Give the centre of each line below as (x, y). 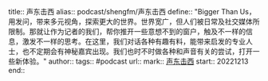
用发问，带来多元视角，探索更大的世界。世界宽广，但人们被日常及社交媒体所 (134, 21)
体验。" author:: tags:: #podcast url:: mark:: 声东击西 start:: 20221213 (135, 61)
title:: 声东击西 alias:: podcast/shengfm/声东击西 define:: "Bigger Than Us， (132, 12)
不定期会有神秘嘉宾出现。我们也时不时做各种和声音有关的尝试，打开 (141, 51)
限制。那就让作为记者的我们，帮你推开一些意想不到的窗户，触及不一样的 (127, 31)
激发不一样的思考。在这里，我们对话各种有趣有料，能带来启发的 (127, 41)
